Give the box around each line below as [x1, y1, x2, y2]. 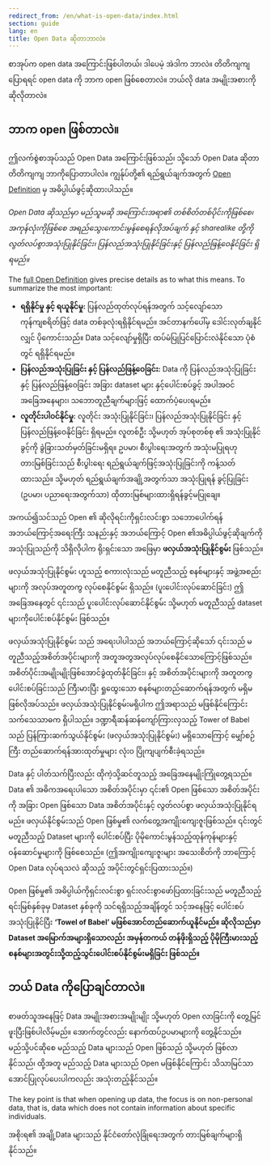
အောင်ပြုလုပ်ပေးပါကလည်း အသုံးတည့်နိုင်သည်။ [8, 1074, 159, 1083]
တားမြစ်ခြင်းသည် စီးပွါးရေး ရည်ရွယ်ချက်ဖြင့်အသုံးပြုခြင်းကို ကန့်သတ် [19, 458, 236, 468]
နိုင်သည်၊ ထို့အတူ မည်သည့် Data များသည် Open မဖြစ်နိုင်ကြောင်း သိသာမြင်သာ [8, 1058, 254, 1068]
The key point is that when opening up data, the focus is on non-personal [8, 1094, 253, 1103]
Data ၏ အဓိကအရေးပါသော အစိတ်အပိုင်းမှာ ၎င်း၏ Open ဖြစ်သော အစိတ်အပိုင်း [8, 784, 260, 794]
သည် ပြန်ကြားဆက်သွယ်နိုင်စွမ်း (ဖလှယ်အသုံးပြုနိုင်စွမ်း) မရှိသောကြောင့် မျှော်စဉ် [8, 730, 255, 741]
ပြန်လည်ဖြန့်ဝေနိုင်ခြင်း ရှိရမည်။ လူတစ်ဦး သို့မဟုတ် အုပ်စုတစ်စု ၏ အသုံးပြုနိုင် [19, 427, 261, 437]
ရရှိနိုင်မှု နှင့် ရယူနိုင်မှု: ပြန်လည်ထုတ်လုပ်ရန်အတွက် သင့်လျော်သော [19, 301, 222, 312]
